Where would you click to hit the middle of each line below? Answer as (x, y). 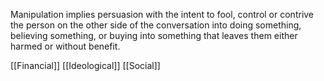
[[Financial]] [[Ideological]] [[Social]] (85, 65)
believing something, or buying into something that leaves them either (154, 35)
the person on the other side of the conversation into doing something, (156, 25)
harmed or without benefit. (65, 46)
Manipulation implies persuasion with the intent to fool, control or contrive (162, 14)
